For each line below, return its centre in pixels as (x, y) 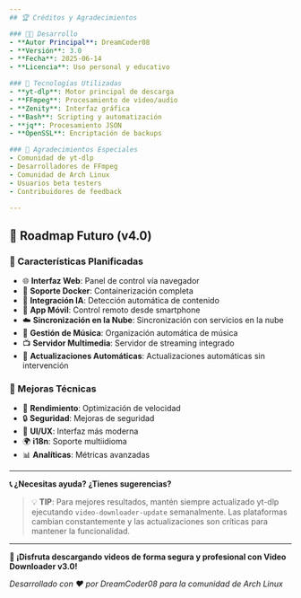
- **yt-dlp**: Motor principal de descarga (92, 92)
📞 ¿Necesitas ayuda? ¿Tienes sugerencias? (90, 484)
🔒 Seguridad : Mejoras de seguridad (88, 418)
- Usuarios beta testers (56, 183)
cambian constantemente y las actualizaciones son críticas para (150, 522)
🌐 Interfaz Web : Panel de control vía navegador (111, 281)
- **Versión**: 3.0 (46, 50)
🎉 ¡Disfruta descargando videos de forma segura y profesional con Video (148, 557)
